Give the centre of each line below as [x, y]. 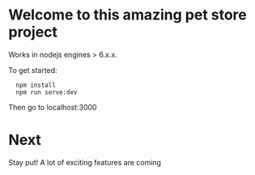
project [33, 32]
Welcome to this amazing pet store [127, 15]
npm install [36, 85]
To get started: [33, 70]
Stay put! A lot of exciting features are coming [85, 162]
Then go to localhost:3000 [53, 107]
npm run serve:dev [47, 92]
